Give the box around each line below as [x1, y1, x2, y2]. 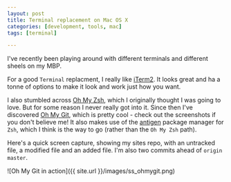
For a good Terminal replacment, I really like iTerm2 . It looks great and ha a [7, 75, 221, 84]
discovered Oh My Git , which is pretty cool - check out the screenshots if [7, 111, 216, 119]
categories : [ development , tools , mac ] [7, 23, 122, 30]
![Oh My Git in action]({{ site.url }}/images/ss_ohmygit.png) [7, 167, 175, 175]
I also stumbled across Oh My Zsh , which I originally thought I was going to [7, 96, 221, 104]
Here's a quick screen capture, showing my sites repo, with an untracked [7, 139, 216, 147]
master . [7, 154, 28, 162]
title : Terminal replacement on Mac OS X [7, 17, 129, 24]
